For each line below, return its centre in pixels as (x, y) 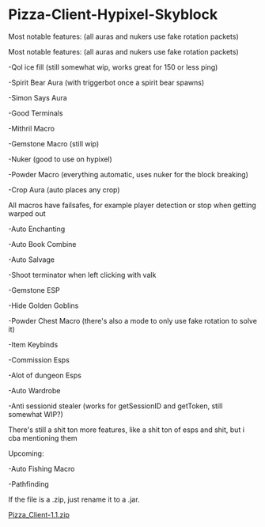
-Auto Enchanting (37, 229)
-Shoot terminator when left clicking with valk (82, 275)
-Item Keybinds (33, 344)
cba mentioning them (43, 438)
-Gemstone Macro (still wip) (54, 143)
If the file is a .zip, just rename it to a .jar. (74, 499)
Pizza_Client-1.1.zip (39, 514)
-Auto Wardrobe (34, 390)
